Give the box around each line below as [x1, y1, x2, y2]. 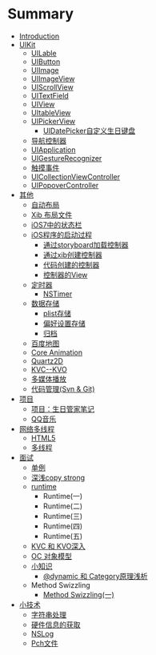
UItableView [30, 107, 71, 117]
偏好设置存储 [42, 318, 86, 328]
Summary [7, 5, 74, 23]
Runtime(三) [42, 511, 83, 520]
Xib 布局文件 [30, 210, 73, 219]
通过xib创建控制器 [42, 250, 102, 259]
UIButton [30, 57, 61, 66]
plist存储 [42, 308, 71, 318]
